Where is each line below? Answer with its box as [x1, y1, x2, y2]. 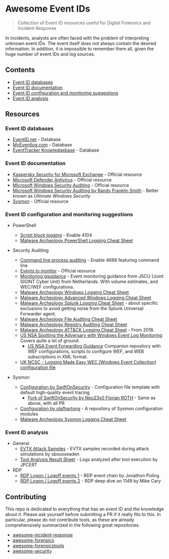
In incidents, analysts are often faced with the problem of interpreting [5, 35, 149, 41]
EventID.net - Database [12, 136, 62, 143]
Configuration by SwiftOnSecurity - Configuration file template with [20, 384, 160, 390]
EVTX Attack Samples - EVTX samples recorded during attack [20, 446, 149, 452]
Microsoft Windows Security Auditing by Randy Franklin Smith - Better [12, 188, 159, 194]
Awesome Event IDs [5, 3, 90, 15]
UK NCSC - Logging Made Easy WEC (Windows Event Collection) [20, 359, 156, 365]
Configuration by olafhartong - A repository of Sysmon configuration [20, 405, 163, 412]
